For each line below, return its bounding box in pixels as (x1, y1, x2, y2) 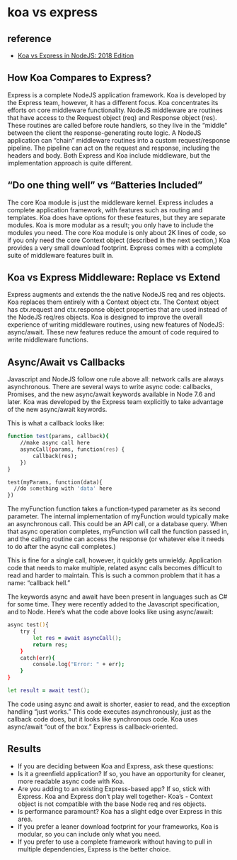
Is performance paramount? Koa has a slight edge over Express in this (17, 807, 223, 815)
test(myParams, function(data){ (7, 479, 103, 486)
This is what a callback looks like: (7, 419, 105, 428)
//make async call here (20, 440, 91, 447)
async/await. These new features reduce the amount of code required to (7, 328, 219, 337)
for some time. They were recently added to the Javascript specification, (7, 600, 219, 609)
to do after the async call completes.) (7, 543, 116, 551)
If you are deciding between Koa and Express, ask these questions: (17, 761, 214, 771)
